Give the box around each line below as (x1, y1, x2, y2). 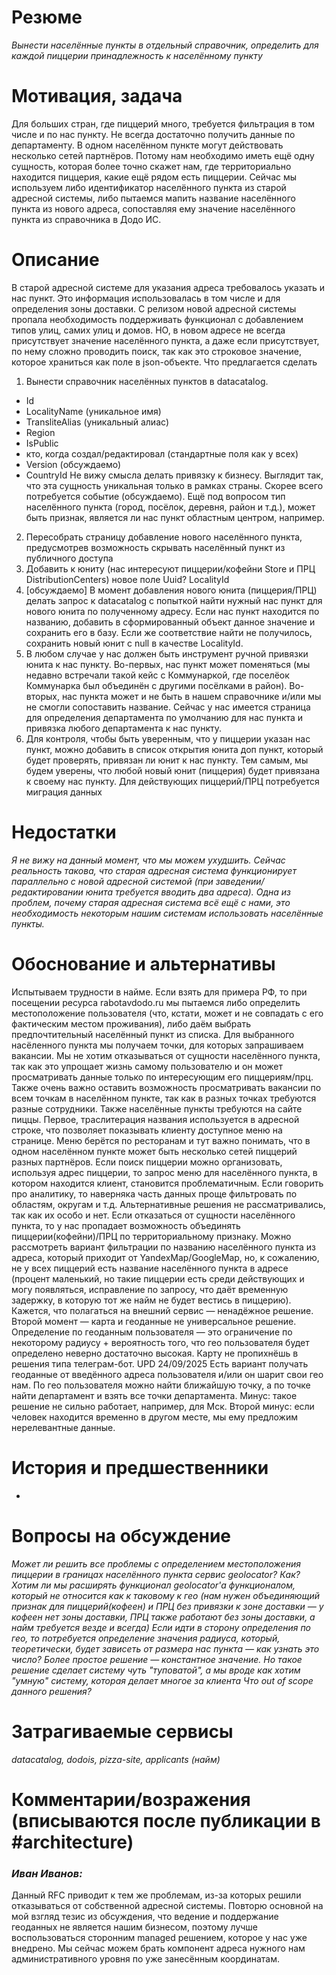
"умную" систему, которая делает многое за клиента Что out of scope (11, 1674, 314, 1686)
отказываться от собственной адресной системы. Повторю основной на (11, 1899, 324, 1911)
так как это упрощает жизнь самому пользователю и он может (11, 1060, 284, 1072)
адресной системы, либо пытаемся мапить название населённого (11, 192, 297, 204)
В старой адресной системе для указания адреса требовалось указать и (11, 281, 326, 293)
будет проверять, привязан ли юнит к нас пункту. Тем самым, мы (25, 754, 309, 766)
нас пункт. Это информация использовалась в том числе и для (11, 292, 281, 304)
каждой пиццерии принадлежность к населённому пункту (11, 49, 263, 61)
